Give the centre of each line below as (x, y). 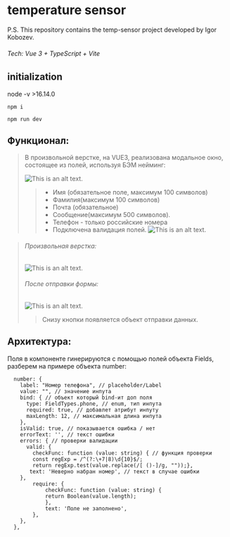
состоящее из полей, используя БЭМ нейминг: (95, 165)
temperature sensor (67, 10)
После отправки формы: (61, 284)
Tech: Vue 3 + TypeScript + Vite (54, 53)
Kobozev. (21, 37)
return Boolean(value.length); (91, 496)
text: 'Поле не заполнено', (86, 508)
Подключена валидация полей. (100, 230)
